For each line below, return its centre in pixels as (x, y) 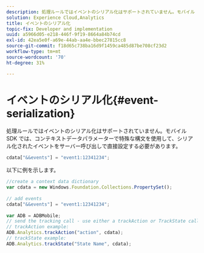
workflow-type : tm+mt (34, 52)
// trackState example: (36, 238)
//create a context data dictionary (53, 182)
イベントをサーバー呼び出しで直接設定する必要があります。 (107, 146)
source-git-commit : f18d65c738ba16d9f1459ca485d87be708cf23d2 (87, 46)
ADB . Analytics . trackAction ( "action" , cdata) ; (65, 233)
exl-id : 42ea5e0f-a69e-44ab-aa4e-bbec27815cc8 (66, 40)
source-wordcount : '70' (36, 57)
